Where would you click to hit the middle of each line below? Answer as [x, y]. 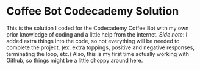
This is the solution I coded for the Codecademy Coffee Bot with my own [98, 28]
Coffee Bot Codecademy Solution [93, 11]
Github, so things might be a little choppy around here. [75, 60]
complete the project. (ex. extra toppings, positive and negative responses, [101, 47]
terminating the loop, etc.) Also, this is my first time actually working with [98, 54]
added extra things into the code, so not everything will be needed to [93, 41]
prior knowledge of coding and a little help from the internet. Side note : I [97, 34]
